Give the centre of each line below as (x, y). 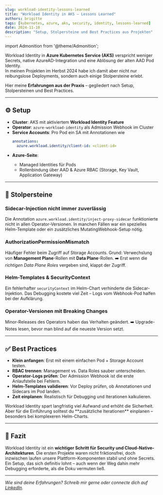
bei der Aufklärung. (24, 298)
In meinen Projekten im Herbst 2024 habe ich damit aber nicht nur (71, 71)
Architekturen (19, 453)
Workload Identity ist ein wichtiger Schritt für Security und (65, 448)
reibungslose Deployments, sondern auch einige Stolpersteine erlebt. (74, 76)
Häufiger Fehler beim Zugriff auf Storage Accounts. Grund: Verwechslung (79, 253)
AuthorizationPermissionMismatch (47, 242)
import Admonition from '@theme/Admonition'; (52, 46)
